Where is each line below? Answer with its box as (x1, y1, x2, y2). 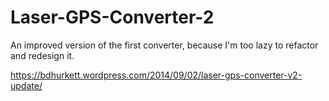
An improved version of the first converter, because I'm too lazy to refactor (10, 39, 319, 51)
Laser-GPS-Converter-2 (10, 6, 215, 29)
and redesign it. (10, 49, 75, 61)
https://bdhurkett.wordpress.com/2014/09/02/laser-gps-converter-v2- (10, 69, 303, 81)
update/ (10, 79, 43, 91)
